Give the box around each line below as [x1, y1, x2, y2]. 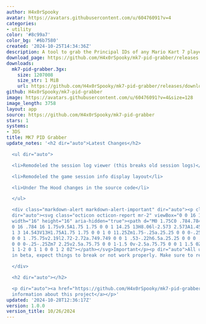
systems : [6, 123, 29, 129]
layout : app [6, 106, 37, 112]
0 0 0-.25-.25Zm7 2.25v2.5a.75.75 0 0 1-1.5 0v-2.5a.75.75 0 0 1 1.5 [12, 241, 193, 247]
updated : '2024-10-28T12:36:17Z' [6, 297, 92, 303]
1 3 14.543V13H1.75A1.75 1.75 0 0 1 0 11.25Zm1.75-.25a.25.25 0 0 [12, 229, 185, 236]
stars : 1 [6, 117, 29, 123]
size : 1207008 [17, 72, 53, 78]
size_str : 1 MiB [17, 77, 59, 83]
